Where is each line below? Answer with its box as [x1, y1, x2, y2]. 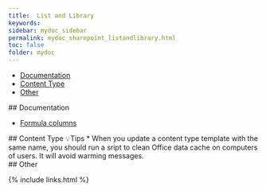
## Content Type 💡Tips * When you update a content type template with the [8, 134, 259, 143]
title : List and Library [8, 11, 94, 20]
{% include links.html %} [8, 175, 89, 184]
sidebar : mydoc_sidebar [8, 26, 88, 34]
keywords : [8, 19, 41, 27]
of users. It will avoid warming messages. [8, 151, 145, 160]
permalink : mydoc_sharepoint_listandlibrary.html [8, 33, 177, 42]
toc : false [8, 41, 45, 49]
